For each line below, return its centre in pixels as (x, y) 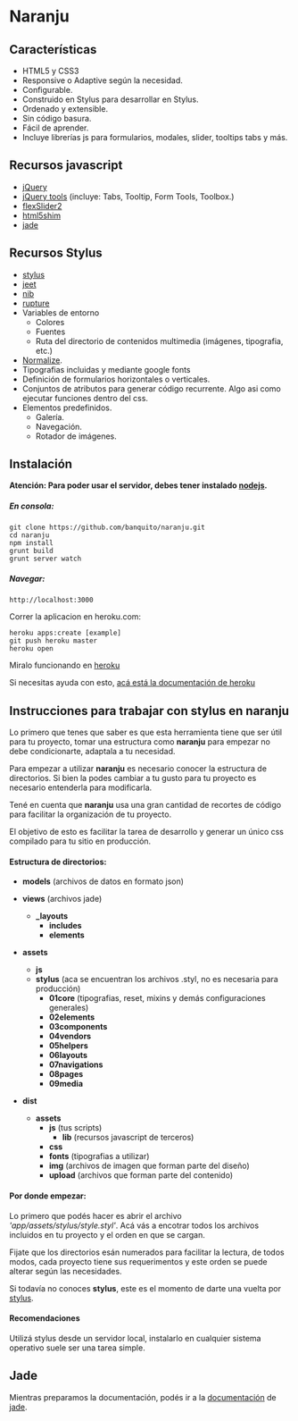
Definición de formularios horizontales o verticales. (116, 379)
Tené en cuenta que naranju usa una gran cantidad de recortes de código (145, 805)
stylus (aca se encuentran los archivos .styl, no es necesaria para (157, 980)
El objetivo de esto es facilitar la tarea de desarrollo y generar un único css (146, 832)
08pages (66, 1074)
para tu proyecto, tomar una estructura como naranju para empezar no (140, 742)
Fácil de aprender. (55, 128)
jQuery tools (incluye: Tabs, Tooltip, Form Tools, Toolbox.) (128, 196)
